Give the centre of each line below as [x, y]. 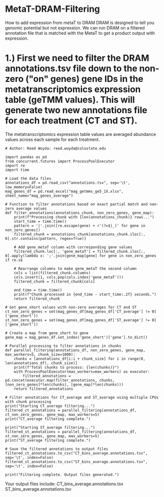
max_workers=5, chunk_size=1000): [40, 354]
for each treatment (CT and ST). [71, 121]
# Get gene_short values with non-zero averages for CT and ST [71, 307]
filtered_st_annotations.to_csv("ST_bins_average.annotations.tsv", [76, 462]
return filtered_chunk [37, 299]
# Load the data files [28, 178]
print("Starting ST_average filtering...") [50, 427]
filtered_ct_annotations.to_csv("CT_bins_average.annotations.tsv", [76, 453]
